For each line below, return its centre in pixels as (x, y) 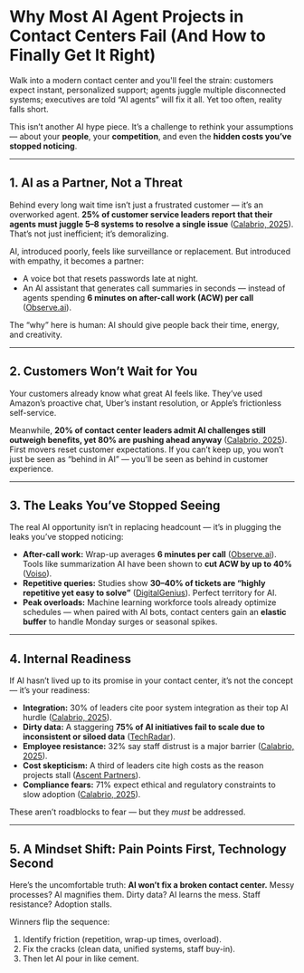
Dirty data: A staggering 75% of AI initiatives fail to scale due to (143, 727)
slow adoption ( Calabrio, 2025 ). (81, 795)
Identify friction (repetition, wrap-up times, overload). (122, 939)
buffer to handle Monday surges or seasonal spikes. (120, 621)
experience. (32, 468)
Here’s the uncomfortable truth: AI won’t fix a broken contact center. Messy (152, 885)
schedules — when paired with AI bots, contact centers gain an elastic (154, 612)
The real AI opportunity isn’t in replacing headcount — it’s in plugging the (146, 527)
